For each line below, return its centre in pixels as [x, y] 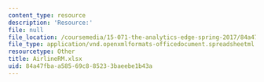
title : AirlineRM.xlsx [45, 59]
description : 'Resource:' [50, 23]
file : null [26, 30]
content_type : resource [47, 15]
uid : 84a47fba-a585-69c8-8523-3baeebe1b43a [81, 66]
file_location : [33, 37]
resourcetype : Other [42, 52]
